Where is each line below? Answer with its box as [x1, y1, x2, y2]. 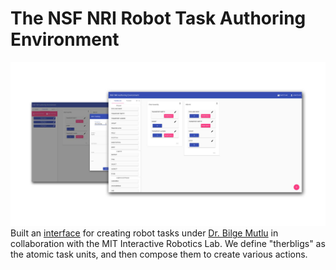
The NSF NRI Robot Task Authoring [10, 7, 307, 30]
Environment [10, 28, 120, 51]
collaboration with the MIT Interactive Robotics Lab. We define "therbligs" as [10, 238, 326, 250]
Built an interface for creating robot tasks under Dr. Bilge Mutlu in [10, 227, 279, 239]
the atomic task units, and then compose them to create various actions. [10, 248, 308, 261]
